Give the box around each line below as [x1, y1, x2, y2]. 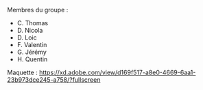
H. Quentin [16, 55, 48, 63]
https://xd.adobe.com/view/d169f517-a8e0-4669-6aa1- [38, 68, 196, 76]
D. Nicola [16, 27, 43, 34]
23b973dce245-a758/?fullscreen [7, 76, 101, 84]
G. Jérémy [16, 48, 47, 56]
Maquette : [7, 68, 38, 76]
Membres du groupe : [7, 6, 69, 14]
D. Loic [16, 33, 37, 42]
